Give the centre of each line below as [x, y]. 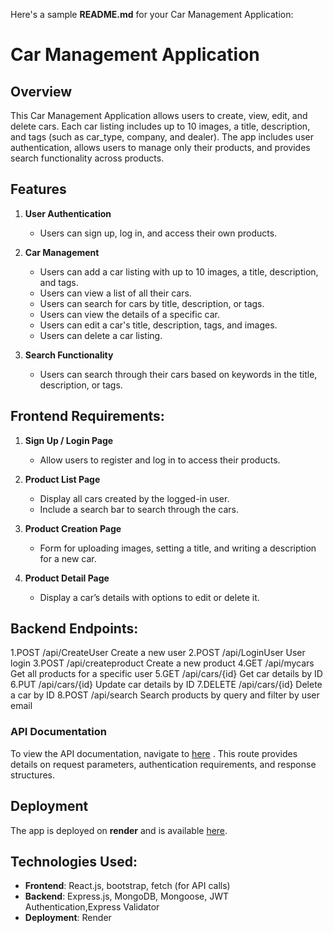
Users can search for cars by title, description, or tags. [152, 303]
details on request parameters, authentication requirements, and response [163, 764]
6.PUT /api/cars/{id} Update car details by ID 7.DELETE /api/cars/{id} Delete [166, 685]
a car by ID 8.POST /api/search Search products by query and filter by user [165, 695]
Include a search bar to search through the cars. [139, 509]
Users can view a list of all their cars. [115, 293]
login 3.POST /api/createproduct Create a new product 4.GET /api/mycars [162, 663]
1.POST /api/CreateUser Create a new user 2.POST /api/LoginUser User [158, 653]
